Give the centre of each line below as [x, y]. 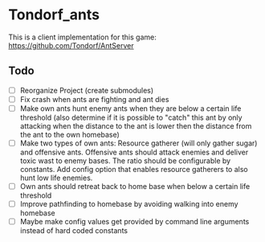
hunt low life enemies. [56, 178]
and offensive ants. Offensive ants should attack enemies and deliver [134, 152]
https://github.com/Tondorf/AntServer [71, 45]
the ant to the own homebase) [70, 134]
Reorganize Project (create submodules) [87, 90]
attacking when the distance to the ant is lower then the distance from [136, 125]
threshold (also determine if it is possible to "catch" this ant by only [131, 117]
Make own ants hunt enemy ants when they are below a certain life [130, 108]
